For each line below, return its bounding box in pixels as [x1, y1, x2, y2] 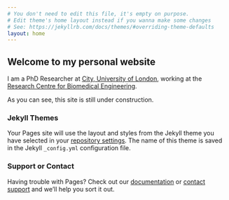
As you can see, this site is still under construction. [7, 95, 154, 104]
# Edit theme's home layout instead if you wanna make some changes [7, 17, 211, 24]
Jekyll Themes [7, 113, 59, 123]
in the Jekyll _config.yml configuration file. [7, 144, 131, 152]
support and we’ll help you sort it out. [7, 185, 115, 193]
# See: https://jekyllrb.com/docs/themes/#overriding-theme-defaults [7, 23, 215, 30]
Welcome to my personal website [7, 55, 156, 67]
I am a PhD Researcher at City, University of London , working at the [7, 74, 202, 83]
